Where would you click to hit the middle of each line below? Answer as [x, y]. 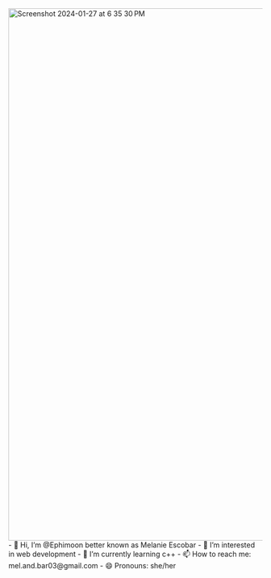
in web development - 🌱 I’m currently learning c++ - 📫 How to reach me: [130, 554]
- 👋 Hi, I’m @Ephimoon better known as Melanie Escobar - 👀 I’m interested [132, 545]
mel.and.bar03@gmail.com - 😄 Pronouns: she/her [92, 565]
